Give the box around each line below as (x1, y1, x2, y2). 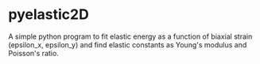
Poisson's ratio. (8, 48, 60, 58)
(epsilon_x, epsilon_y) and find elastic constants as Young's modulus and (8, 40, 247, 49)
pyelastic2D (8, 6, 89, 24)
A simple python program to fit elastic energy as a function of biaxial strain (8, 32, 253, 41)
